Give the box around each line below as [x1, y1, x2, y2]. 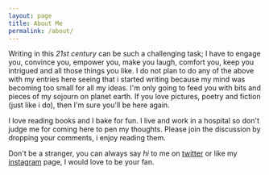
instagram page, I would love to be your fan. [8, 157, 155, 167]
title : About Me [8, 19, 63, 27]
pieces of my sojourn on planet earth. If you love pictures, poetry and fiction [8, 92, 261, 102]
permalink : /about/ [8, 27, 74, 35]
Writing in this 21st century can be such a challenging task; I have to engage [8, 49, 261, 59]
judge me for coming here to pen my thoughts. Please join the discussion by [8, 124, 261, 134]
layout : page [8, 11, 52, 20]
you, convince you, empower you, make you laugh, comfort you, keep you [8, 57, 255, 67]
